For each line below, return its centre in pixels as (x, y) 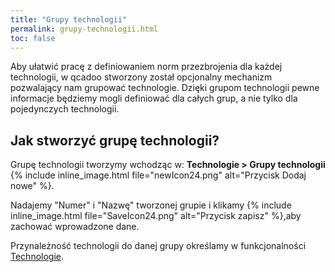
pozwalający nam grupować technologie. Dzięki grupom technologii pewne (165, 88)
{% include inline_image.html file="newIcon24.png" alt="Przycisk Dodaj (158, 175)
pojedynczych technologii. (65, 109)
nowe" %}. (32, 186)
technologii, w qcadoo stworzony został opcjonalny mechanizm (141, 77)
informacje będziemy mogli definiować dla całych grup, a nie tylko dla (154, 98)
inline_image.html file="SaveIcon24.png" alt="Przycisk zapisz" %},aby (156, 216)
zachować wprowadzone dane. (75, 227)
